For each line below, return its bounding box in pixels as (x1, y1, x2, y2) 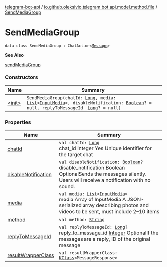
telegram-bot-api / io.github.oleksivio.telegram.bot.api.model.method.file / (5, 4, 158, 10)
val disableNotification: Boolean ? (59, 159, 143, 165)
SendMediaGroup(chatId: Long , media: (26, 95, 116, 101)
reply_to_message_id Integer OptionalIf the (59, 229, 159, 236)
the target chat (59, 151, 93, 158)
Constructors (5, 74, 38, 81)
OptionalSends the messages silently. (59, 170, 147, 177)
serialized (59, 202, 82, 209)
